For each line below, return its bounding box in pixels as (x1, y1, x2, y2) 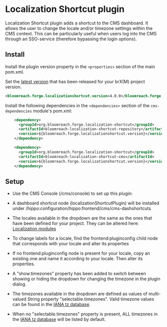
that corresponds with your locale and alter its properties (12, 241, 129, 247)
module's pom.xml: (33, 108, 72, 114)
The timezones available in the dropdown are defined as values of (12, 291, 148, 297)
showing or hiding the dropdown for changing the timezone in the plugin (12, 276, 161, 282)
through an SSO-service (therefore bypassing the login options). (5, 36, 137, 42)
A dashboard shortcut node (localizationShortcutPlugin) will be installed (12, 200, 160, 206)
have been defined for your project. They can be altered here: (12, 220, 139, 226)
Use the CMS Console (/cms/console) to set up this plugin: (12, 190, 133, 196)
